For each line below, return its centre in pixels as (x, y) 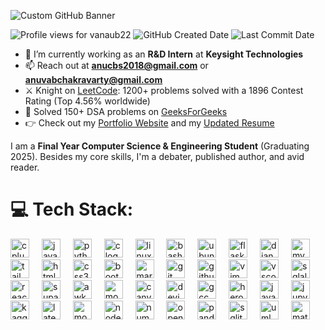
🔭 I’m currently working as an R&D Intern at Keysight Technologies (164, 54)
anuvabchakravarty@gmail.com (93, 79)
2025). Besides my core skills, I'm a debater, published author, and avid (157, 156)
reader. (25, 167)
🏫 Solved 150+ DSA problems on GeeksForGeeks (126, 111)
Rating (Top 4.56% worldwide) (87, 101)
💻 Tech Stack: (72, 209)
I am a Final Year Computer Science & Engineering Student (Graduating (160, 146)
